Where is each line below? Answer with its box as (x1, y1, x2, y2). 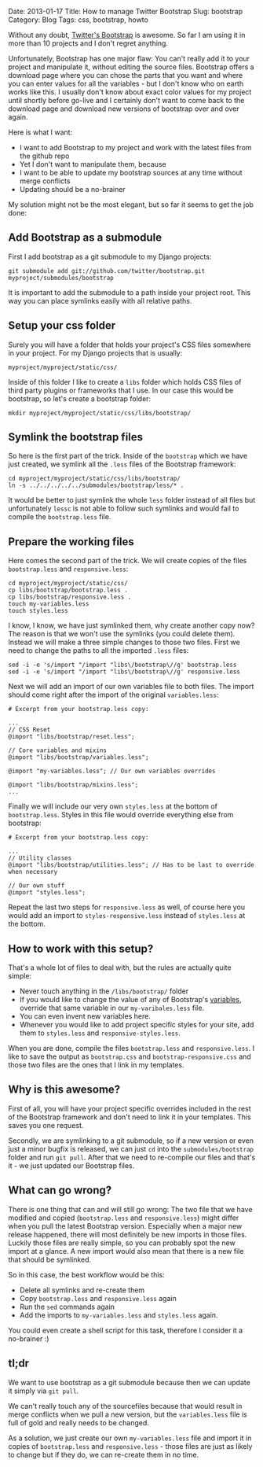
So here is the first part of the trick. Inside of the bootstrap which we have (8, 452, 248, 461)
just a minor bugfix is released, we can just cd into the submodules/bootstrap (8, 1144, 254, 1153)
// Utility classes (8, 854, 72, 862)
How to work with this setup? (8, 942, 154, 955)
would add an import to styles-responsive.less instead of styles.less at (8, 911, 246, 920)
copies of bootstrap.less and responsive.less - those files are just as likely (8, 1441, 253, 1450)
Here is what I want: (8, 127, 73, 137)
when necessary (8, 868, 58, 876)
